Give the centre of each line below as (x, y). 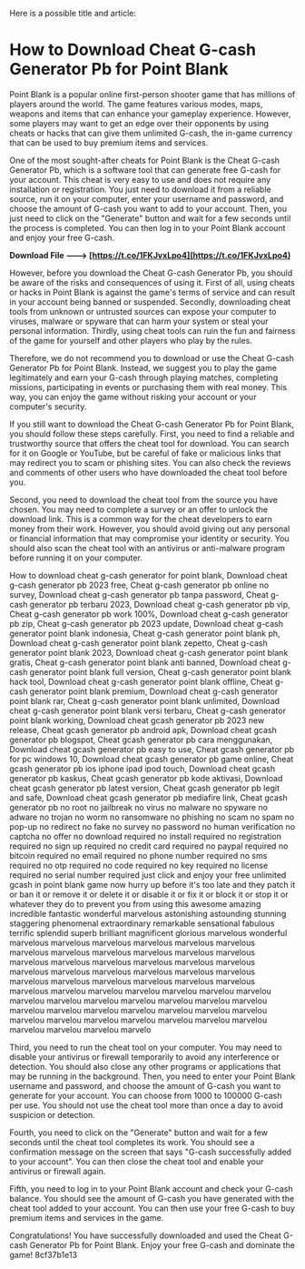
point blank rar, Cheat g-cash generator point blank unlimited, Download (144, 700)
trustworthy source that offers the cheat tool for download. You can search (149, 443)
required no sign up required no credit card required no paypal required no (149, 846)
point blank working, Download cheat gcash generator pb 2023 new (137, 720)
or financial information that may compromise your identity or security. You (149, 538)
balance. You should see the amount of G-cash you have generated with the (152, 1198)
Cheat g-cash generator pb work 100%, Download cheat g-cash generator (149, 614)
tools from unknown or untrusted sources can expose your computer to (143, 311)
